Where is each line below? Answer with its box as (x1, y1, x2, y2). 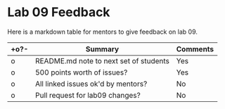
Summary (85, 44, 120, 53)
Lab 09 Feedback (7, 4, 110, 20)
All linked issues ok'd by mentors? (34, 79, 148, 89)
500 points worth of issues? (34, 68, 128, 77)
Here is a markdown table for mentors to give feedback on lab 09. (7, 27, 198, 36)
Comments (176, 44, 214, 53)
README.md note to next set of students (34, 56, 170, 65)
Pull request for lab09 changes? (34, 90, 141, 100)
